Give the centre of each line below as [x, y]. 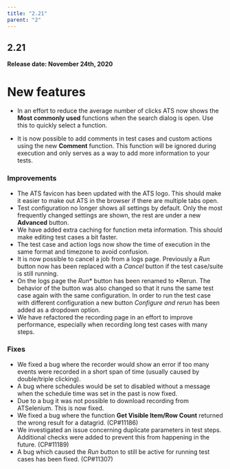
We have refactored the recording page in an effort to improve [105, 317]
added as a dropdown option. [59, 310]
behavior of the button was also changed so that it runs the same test [115, 288]
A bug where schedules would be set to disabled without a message [114, 386]
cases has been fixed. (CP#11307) [65, 459]
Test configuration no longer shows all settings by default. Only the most [120, 208]
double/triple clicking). [49, 378]
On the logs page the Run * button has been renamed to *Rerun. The [114, 280]
